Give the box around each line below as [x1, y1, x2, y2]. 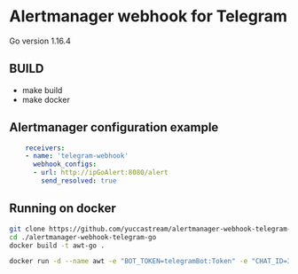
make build [21, 84, 63, 95]
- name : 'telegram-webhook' [25, 152, 129, 160]
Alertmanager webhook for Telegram [9, 6, 288, 27]
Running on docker [9, 201, 117, 216]
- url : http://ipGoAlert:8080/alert [32, 168, 169, 177]
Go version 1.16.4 [9, 35, 71, 46]
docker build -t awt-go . [9, 241, 105, 250]
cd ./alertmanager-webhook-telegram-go [9, 232, 157, 241]
